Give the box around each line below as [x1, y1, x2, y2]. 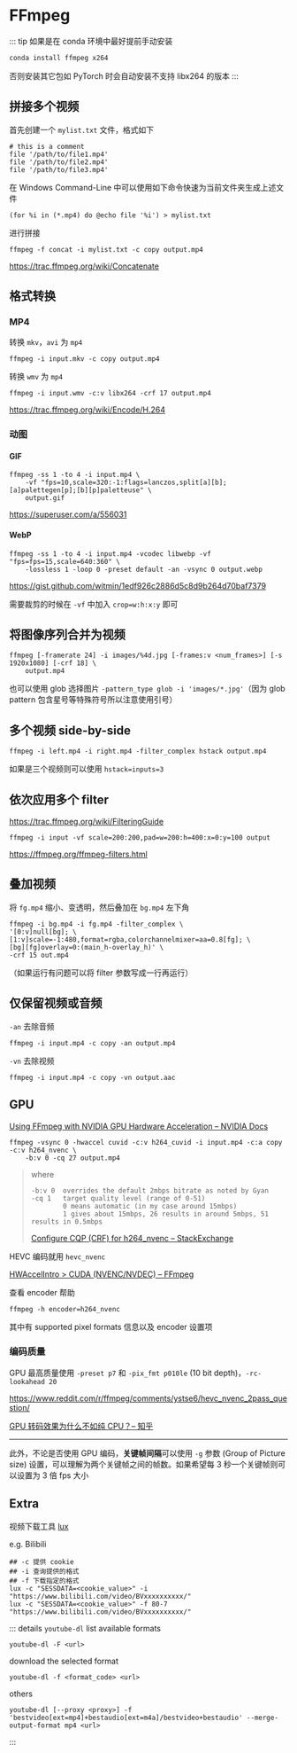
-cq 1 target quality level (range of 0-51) [30, 1193, 206, 1202]
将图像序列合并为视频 [9, 627, 126, 643]
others [9, 1688, 34, 1699]
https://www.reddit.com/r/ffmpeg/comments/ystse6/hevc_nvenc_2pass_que [9, 1393, 287, 1404]
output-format [9, 1721, 62, 1730]
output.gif [25, 494, 65, 503]
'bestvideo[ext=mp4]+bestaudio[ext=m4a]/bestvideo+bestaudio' [9, 1713, 243, 1722]
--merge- [246, 1713, 278, 1722]
